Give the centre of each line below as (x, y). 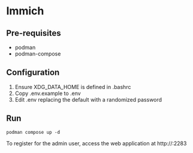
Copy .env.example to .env (48, 93)
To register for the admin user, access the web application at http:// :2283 (96, 143)
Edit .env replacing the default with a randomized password (88, 99)
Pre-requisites (34, 33)
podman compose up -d (33, 132)
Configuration (33, 73)
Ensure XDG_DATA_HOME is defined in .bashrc (73, 87)
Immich (25, 11)
